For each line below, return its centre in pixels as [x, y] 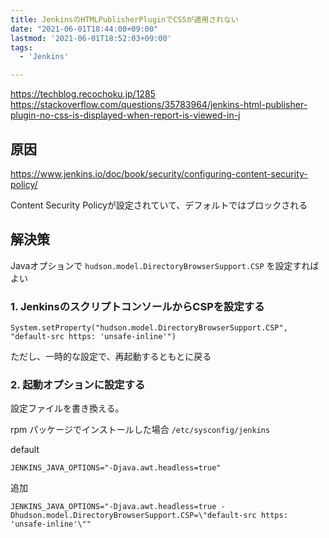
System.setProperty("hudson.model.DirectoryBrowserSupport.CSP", [149, 328]
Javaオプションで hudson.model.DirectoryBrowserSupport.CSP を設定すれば [165, 265]
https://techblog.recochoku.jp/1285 [83, 94]
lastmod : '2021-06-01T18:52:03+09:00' [91, 38]
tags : [21, 47]
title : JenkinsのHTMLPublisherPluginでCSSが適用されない [124, 19]
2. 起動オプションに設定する [78, 384]
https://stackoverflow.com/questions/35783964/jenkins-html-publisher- [159, 105]
